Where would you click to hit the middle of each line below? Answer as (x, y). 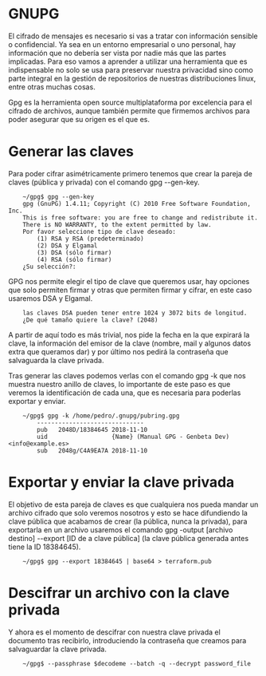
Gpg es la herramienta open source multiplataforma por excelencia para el (130, 102)
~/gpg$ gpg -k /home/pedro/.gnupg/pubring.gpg (101, 416)
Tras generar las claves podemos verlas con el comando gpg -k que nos (127, 375)
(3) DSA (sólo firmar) (74, 252)
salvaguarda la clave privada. (56, 360)
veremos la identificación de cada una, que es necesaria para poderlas (125, 393)
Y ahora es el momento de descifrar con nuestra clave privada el (114, 632)
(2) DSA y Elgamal (67, 245)
